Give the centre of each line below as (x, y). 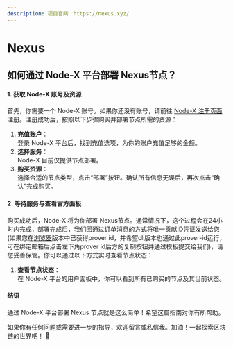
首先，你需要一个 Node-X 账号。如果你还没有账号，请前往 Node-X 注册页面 (115, 111)
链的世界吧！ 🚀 (28, 336)
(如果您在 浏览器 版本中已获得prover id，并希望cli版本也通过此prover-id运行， (116, 237)
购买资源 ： (33, 169)
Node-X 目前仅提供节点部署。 (60, 160)
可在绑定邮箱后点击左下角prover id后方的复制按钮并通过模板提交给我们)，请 (115, 246)
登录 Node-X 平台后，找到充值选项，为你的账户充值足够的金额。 (109, 143)
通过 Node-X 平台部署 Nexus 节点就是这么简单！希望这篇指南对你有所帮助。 (116, 312)
